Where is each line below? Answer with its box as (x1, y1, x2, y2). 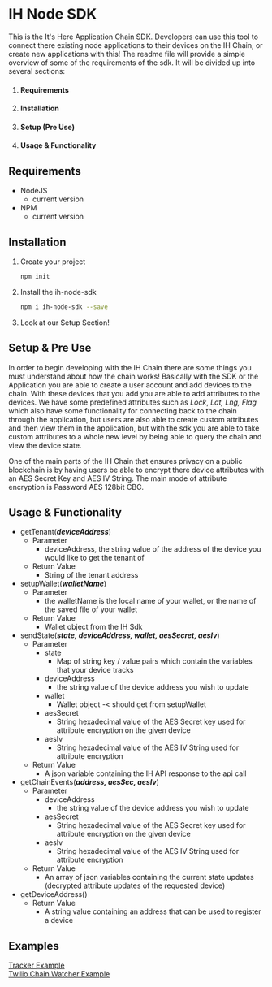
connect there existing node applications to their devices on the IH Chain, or (8, 40, 263, 50)
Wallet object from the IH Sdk (44, 622, 143, 632)
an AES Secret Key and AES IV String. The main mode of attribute (8, 473, 227, 483)
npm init (19, 272, 50, 280)
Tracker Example (8, 960, 65, 971)
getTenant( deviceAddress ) (19, 527, 112, 537)
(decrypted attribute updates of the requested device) (44, 881, 226, 890)
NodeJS (19, 186, 48, 196)
